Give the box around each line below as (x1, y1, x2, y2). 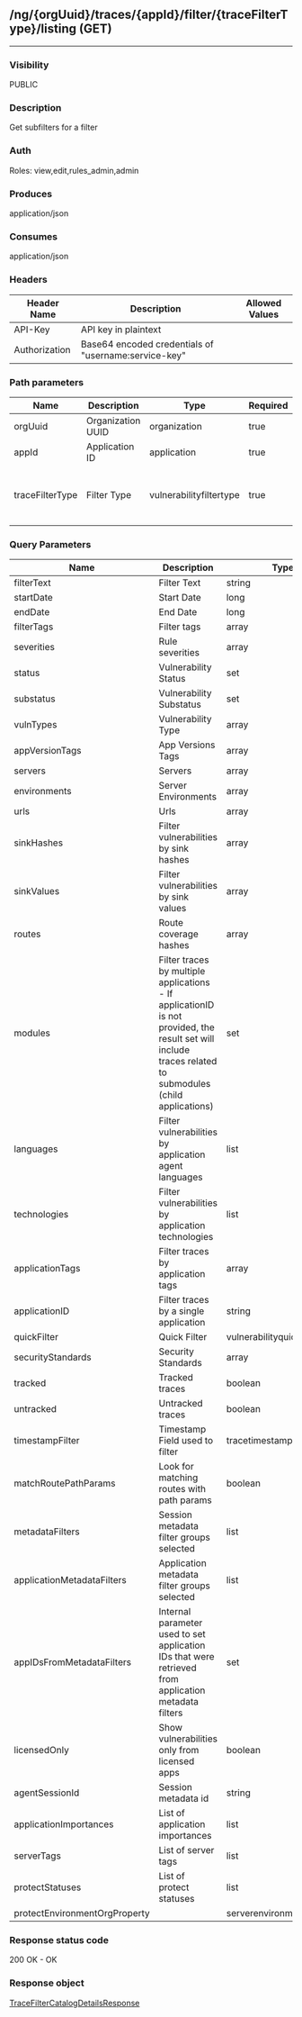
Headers (9, 274, 48, 286)
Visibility (9, 59, 49, 71)
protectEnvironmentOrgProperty (13, 1907, 150, 1920)
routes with (158, 1483, 207, 1496)
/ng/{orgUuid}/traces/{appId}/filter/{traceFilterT (9, 7, 289, 23)
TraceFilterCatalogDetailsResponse (9, 1997, 140, 2008)
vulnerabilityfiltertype (149, 488, 240, 501)
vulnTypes (13, 719, 58, 731)
